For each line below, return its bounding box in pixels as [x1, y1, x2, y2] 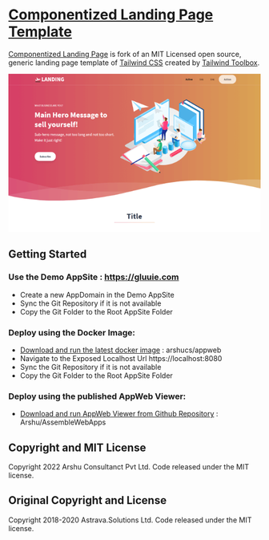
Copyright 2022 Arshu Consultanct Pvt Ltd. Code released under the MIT [8, 462, 250, 472]
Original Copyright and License [8, 493, 167, 507]
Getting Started [8, 247, 87, 262]
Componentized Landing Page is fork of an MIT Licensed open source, [8, 49, 242, 59]
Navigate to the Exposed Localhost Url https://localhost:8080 [19, 353, 223, 363]
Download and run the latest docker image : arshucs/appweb [19, 345, 222, 355]
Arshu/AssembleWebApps [19, 417, 106, 427]
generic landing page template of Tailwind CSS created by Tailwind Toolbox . [8, 58, 260, 67]
